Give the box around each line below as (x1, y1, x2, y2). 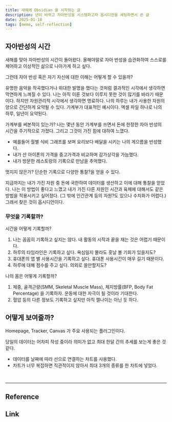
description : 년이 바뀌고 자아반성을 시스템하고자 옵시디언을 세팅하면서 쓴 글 (5, 12, 149, 17)
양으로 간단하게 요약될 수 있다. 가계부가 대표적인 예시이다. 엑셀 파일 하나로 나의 (5, 104, 162, 110)
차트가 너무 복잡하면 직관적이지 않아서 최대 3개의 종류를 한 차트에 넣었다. (12, 363, 158, 369)
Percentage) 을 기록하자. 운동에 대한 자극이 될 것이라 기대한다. (12, 290, 138, 296)
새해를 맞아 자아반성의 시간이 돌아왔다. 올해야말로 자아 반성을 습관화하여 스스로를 (5, 57, 167, 63)
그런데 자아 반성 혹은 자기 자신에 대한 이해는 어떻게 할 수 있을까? (5, 74, 133, 80)
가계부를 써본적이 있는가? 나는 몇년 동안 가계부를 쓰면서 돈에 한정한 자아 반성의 (5, 122, 162, 128)
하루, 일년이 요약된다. (5, 111, 48, 117)
